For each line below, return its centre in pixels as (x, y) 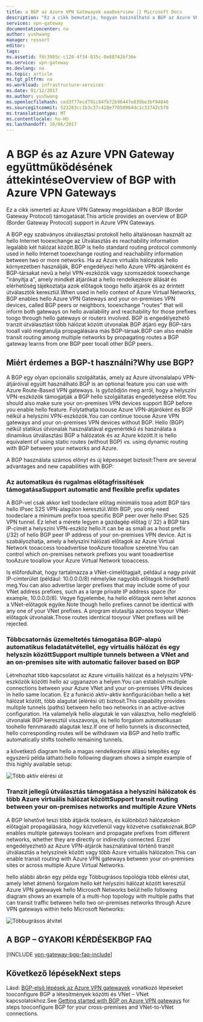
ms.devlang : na (25, 68)
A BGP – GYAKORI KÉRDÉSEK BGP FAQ (79, 940)
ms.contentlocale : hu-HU (37, 119)
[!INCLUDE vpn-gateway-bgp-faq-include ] (60, 954)
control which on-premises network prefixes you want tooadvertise (90, 554)
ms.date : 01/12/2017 (32, 91)
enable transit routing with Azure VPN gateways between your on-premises (100, 859)
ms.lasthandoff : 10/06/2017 (42, 125)
